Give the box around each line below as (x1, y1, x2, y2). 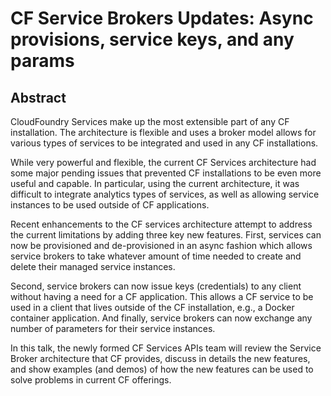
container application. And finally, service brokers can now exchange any (10, 312, 313, 324)
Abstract (10, 89, 67, 106)
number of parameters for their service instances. (10, 323, 216, 334)
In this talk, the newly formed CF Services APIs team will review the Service (10, 342, 322, 354)
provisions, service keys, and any (10, 28, 295, 51)
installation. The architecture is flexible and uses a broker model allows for (10, 127, 317, 138)
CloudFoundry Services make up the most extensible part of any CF (10, 116, 290, 127)
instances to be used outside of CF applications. (10, 199, 210, 211)
